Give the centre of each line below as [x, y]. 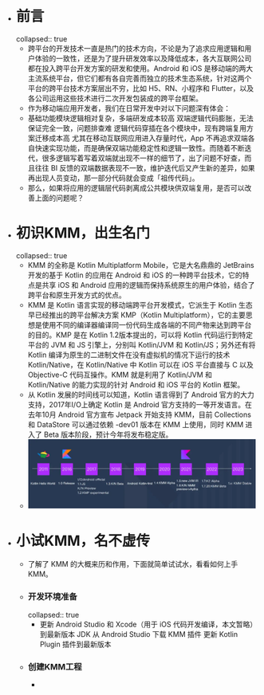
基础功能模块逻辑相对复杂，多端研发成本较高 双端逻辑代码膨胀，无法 [140, 118]
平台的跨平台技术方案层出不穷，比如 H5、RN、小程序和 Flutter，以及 [141, 88]
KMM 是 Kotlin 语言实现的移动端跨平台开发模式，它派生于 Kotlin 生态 [140, 304]
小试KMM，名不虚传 [83, 541]
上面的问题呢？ [59, 198]
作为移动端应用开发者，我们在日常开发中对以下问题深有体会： [129, 108]
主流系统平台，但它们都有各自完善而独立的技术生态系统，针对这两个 [140, 78]
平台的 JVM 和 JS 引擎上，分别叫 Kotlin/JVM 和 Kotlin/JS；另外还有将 [142, 344]
